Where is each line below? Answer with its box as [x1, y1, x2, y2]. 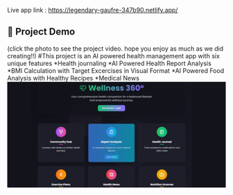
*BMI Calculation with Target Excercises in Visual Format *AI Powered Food [7, 66, 224, 75]
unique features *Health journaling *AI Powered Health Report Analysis [7, 59, 212, 67]
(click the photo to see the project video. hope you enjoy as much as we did [7, 44, 224, 53]
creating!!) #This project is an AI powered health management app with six [7, 51, 221, 60]
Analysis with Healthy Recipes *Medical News [7, 74, 140, 82]
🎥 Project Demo [7, 26, 76, 37]
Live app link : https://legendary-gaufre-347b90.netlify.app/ [7, 6, 178, 14]
